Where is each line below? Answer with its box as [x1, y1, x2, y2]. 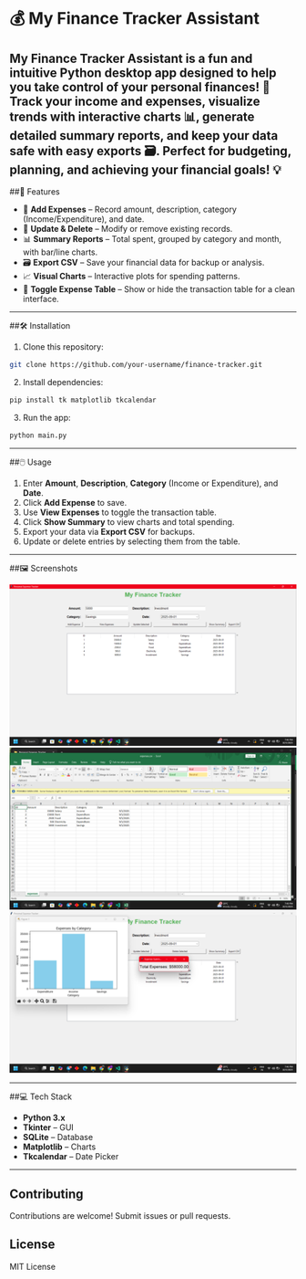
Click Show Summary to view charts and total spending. [22, 516, 235, 527]
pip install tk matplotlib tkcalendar [9, 395, 157, 404]
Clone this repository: [22, 341, 104, 352]
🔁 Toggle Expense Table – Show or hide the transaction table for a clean [22, 284, 296, 294]
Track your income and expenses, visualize [9, 93, 260, 109]
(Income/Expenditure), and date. [22, 214, 145, 225]
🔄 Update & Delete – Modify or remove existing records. [22, 224, 233, 234]
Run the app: [22, 412, 71, 423]
